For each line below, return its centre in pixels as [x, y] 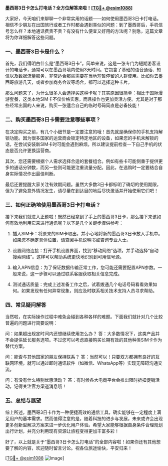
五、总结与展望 [23, 401]
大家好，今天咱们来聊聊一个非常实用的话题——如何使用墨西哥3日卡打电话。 [83, 19]
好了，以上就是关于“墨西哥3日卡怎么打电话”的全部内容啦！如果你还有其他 [81, 442]
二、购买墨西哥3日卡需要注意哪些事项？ [53, 120]
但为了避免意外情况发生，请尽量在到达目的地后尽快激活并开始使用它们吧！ [82, 191]
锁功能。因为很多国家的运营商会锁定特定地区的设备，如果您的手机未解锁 [79, 138]
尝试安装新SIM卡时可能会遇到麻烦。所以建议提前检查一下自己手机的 [88, 144]
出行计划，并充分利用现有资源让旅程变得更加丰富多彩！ [62, 431]
